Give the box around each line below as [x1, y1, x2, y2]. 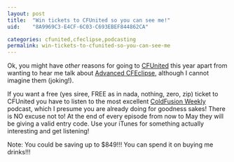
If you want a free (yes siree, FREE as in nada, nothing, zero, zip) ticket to [7, 90, 219, 98]
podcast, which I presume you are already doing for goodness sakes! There [7, 105, 226, 113]
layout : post [7, 10, 46, 17]
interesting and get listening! [7, 127, 90, 135]
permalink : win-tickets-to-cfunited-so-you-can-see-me [7, 43, 171, 50]
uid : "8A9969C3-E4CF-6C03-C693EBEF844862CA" [7, 23, 149, 30]
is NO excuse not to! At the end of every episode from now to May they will [7, 112, 224, 121]
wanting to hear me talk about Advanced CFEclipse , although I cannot [7, 69, 209, 78]
